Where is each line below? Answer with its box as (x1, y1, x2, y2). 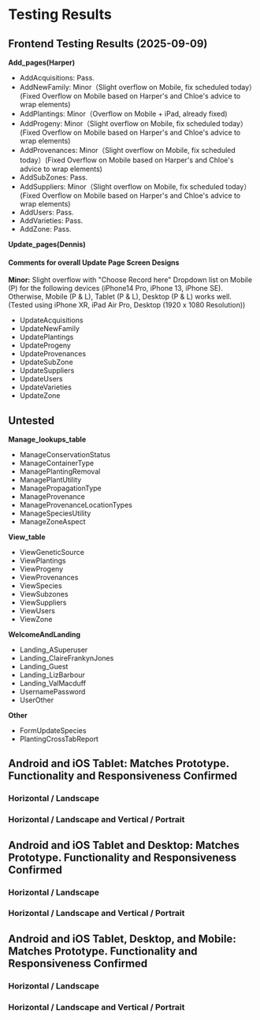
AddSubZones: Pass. (19, 173, 88, 182)
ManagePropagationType (19, 483, 102, 493)
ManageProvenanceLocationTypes (19, 501, 132, 510)
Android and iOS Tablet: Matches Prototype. (8, 757, 230, 770)
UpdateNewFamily (19, 324, 80, 333)
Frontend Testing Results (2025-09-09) (8, 37, 208, 50)
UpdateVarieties (19, 382, 72, 392)
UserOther (19, 695, 54, 705)
